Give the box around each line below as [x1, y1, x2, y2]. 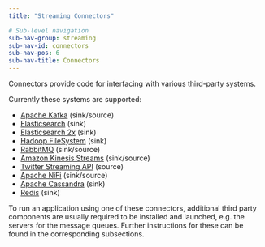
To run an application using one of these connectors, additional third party [8, 203, 258, 213]
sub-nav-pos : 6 [8, 49, 60, 57]
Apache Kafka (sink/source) [20, 110, 115, 120]
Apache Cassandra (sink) [20, 179, 106, 189]
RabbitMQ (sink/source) [20, 145, 101, 154]
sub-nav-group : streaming [8, 34, 96, 42]
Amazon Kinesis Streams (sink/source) [20, 153, 150, 163]
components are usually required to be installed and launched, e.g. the [8, 212, 245, 221]
